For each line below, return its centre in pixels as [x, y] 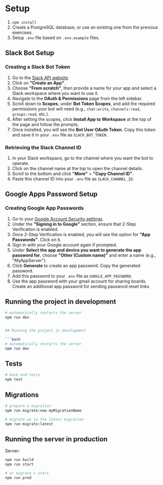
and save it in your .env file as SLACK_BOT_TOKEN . [60, 134]
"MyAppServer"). [30, 260]
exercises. [22, 32]
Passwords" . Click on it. [37, 240]
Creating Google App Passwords [44, 208]
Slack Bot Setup [30, 53]
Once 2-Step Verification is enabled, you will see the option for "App [81, 234]
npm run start [20, 464]
